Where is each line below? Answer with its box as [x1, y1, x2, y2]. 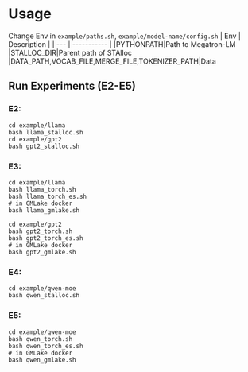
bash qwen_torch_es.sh [8, 342, 83, 350]
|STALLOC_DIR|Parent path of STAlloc [8, 48, 133, 57]
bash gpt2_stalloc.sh [8, 142, 80, 150]
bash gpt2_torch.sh [8, 227, 73, 235]
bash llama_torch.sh [8, 185, 77, 193]
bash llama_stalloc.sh [8, 128, 83, 136]
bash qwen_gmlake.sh [8, 355, 77, 364]
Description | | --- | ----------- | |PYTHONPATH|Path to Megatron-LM [8, 39, 236, 48]
